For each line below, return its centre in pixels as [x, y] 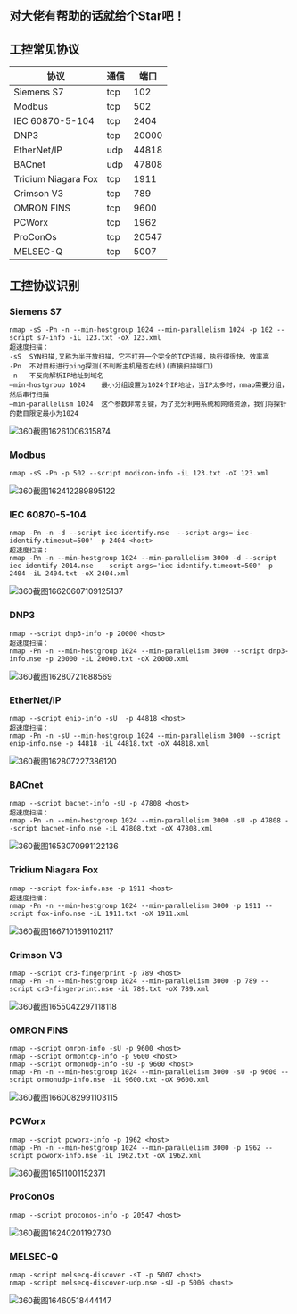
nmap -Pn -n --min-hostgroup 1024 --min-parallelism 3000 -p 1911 [135, 905]
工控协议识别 [45, 285]
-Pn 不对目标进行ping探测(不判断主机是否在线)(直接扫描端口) [111, 366]
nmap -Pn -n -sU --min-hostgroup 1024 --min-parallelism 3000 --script [145, 736]
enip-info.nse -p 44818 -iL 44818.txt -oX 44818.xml [109, 744]
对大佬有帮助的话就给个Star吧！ [97, 16]
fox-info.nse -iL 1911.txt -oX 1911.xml [113, 913]
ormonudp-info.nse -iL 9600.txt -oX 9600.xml [123, 1080]
